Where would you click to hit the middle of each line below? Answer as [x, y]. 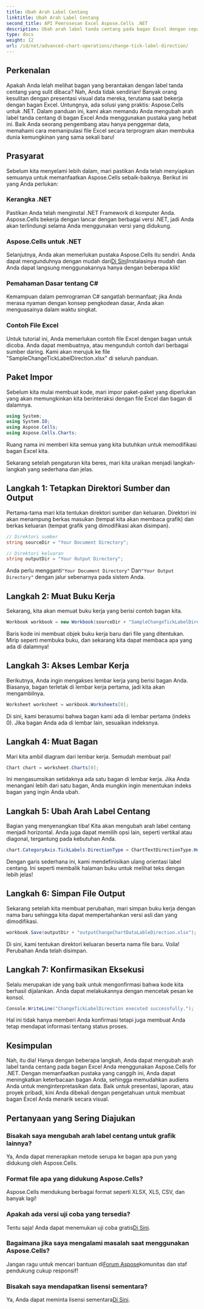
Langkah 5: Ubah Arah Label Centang [78, 811]
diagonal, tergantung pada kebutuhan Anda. [61, 839]
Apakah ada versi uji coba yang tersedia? [68, 1214]
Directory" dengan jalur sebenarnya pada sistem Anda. [76, 577]
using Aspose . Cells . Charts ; [42, 433]
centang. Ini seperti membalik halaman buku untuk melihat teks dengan [96, 868]
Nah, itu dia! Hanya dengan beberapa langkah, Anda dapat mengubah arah [100, 1061]
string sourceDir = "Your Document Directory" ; [68, 542]
